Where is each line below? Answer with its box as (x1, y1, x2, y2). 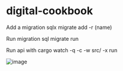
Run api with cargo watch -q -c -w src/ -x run (6, 46, 118, 54)
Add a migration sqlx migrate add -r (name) (6, 24, 112, 31)
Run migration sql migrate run (6, 35, 79, 42)
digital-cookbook (6, 4, 93, 18)
